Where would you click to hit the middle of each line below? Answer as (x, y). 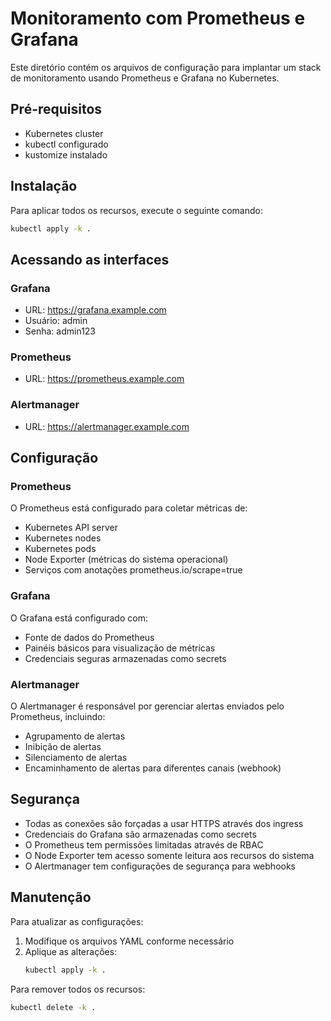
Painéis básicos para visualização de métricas (120, 648)
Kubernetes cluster (64, 133)
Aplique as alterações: (71, 951)
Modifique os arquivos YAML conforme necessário (129, 941)
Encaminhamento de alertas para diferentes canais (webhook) (153, 768)
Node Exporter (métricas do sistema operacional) (126, 559)
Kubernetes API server (71, 528)
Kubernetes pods (60, 549)
